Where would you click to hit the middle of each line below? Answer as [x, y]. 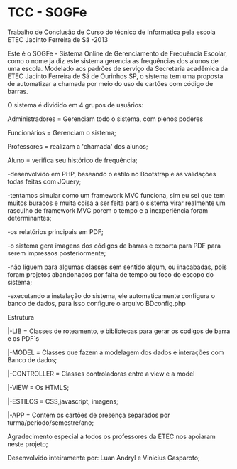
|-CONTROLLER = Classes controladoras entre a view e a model [101, 374]
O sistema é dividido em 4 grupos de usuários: [76, 105]
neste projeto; [28, 444]
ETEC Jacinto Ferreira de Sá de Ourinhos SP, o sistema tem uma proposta [115, 76]
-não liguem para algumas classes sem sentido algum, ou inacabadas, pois [117, 267]
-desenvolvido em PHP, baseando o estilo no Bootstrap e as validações [112, 174]
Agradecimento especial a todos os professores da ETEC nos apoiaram [111, 436]
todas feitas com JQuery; [44, 181]
